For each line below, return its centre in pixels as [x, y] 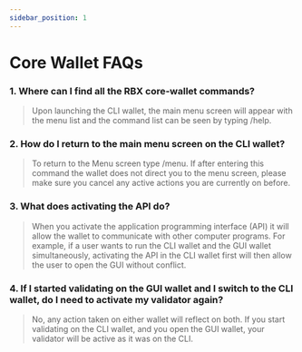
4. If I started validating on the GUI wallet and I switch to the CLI [151, 288]
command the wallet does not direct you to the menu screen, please [159, 173]
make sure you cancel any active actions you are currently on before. [161, 183]
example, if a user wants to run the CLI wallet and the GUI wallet [151, 245]
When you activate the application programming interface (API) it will [160, 226]
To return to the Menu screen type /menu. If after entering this [148, 163]
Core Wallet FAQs [76, 62]
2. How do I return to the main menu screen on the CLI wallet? [147, 144]
